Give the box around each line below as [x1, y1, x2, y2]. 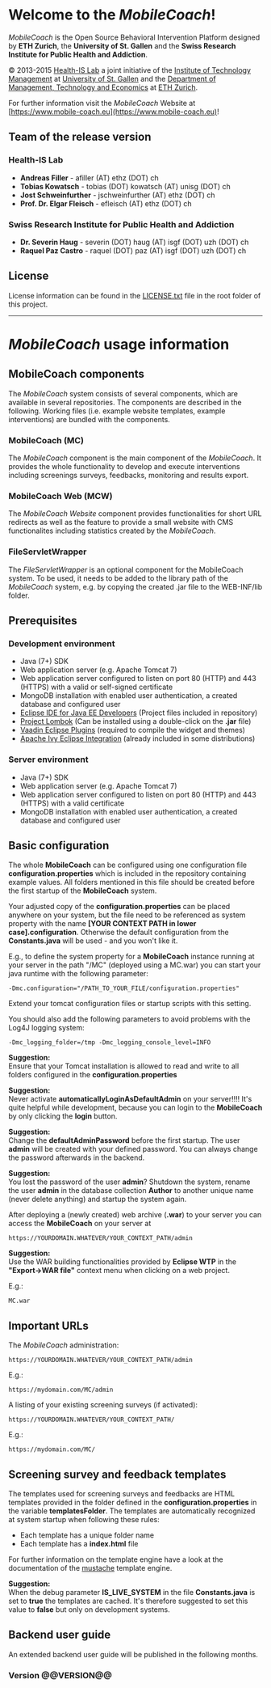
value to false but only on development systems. [8, 1605, 171, 1614]
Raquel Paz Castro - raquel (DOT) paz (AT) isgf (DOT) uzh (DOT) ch [19, 245, 247, 256]
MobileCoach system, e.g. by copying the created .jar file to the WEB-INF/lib [8, 582, 263, 591]
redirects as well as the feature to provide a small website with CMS [8, 518, 234, 527]
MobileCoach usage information [8, 335, 230, 353]
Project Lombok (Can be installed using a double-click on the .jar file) [19, 717, 252, 726]
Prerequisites [8, 614, 77, 628]
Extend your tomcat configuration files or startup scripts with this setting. [8, 999, 252, 1009]
